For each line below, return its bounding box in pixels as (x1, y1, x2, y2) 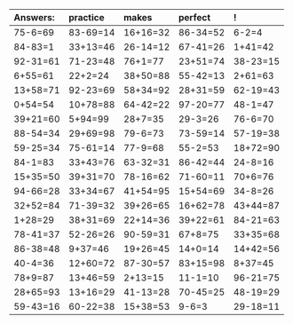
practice (68, 12, 105, 23)
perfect (178, 12, 211, 23)
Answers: (13, 12, 55, 23)
